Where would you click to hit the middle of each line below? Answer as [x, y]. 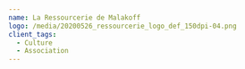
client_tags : [33, 34]
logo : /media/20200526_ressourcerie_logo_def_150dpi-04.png [123, 26]
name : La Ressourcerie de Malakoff [75, 17]
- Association [42, 51]
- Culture [34, 43]
